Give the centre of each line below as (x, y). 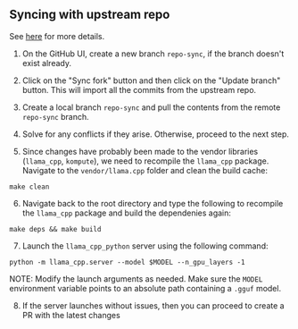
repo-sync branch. (55, 116)
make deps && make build (55, 229)
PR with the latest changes (71, 315)
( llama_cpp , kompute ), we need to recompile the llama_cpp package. (145, 161)
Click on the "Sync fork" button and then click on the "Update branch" (151, 80)
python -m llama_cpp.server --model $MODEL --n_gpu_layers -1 (127, 262)
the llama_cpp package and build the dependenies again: (127, 213)
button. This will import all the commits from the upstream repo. (139, 89)
